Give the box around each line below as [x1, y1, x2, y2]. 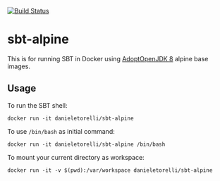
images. [7, 62, 30, 70]
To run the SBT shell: [7, 101, 68, 109]
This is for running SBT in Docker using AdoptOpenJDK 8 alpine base [7, 54, 209, 63]
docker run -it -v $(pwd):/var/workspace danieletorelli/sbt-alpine [7, 166, 213, 174]
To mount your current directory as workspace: [7, 153, 145, 161]
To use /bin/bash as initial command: [7, 127, 115, 135]
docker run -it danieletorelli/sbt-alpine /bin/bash [7, 141, 166, 148]
